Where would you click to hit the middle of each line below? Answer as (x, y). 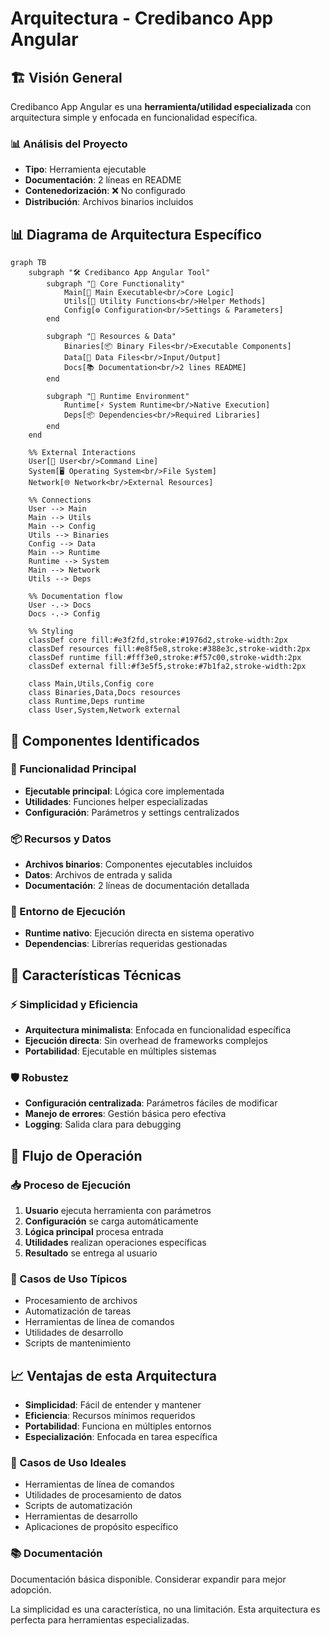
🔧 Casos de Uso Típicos (69, 1279)
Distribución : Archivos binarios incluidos (109, 202)
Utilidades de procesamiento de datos (103, 1495)
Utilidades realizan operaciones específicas (115, 1243)
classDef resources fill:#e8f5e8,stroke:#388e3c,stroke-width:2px (169, 649)
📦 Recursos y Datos (61, 839)
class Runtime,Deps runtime (86, 702)
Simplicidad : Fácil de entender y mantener (113, 1405)
